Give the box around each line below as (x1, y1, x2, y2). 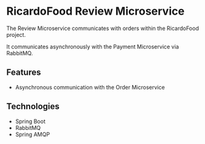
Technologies (6, 101, 60, 112)
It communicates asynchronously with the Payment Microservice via (6, 43, 179, 50)
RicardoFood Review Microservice (6, 4, 185, 18)
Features (6, 67, 41, 78)
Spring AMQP (15, 131, 50, 138)
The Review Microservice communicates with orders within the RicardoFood (6, 25, 199, 32)
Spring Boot (15, 118, 46, 125)
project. (6, 31, 26, 38)
